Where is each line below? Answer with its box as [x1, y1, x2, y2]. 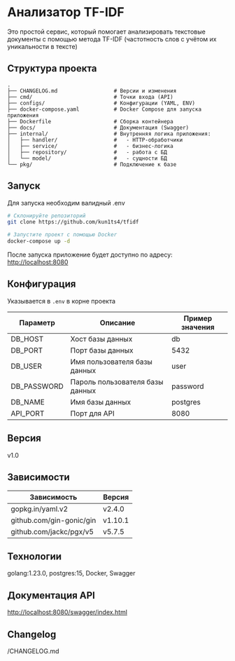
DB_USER [10, 361, 42, 371]
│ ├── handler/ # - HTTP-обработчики [7, 136, 183, 144]
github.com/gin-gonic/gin [10, 515, 97, 525]
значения [180, 322, 215, 332]
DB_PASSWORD [10, 381, 64, 391]
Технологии [7, 550, 62, 562]
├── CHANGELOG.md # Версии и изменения [7, 87, 177, 95]
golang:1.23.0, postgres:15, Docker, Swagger [7, 569, 136, 578]
